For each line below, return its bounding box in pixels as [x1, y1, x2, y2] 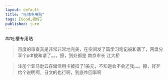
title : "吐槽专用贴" [5, 12, 44, 17]
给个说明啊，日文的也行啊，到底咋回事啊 [17, 69, 102, 75]
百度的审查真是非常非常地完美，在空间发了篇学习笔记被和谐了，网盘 [17, 46, 159, 52]
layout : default [5, 7, 39, 12]
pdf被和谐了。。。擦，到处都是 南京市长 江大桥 [26, 52, 120, 58]
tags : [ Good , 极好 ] [5, 16, 42, 21]
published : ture [5, 21, 39, 26]
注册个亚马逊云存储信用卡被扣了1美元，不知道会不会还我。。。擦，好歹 [17, 63, 161, 69]
